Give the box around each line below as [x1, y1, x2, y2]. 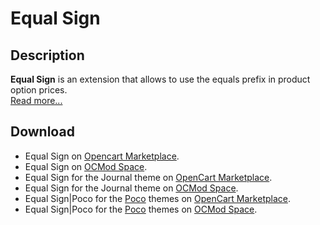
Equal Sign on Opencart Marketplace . [24, 150, 180, 162]
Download [10, 123, 75, 141]
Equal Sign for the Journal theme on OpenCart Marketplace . [24, 171, 273, 183]
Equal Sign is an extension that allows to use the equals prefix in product [10, 73, 311, 85]
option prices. [10, 84, 68, 96]
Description [10, 47, 85, 64]
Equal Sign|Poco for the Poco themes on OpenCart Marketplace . [24, 192, 291, 204]
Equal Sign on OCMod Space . [24, 160, 148, 172]
